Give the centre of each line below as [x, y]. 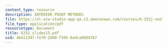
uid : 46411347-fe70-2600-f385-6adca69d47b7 [51, 38]
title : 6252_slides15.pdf [32, 33]
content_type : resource [30, 10]
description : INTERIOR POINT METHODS [44, 14]
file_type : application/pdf [34, 24]
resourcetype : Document [30, 28]
